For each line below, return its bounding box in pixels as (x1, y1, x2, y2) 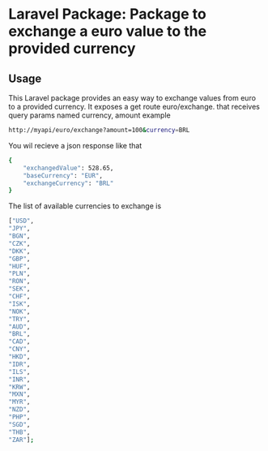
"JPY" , (8, 225, 31, 233)
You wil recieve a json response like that (8, 140, 143, 150)
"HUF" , (8, 262, 31, 270)
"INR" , (8, 375, 31, 384)
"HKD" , (8, 353, 31, 361)
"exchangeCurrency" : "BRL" (23, 179, 114, 187)
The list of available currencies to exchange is (8, 201, 162, 211)
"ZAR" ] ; (8, 436, 35, 444)
